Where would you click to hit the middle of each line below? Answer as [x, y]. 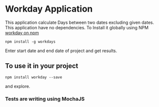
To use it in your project [42, 66]
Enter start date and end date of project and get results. [61, 51]
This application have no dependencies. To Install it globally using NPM [77, 27]
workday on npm [22, 33]
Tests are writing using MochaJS [45, 99]
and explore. [18, 86]
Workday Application [49, 9]
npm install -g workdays [30, 42]
